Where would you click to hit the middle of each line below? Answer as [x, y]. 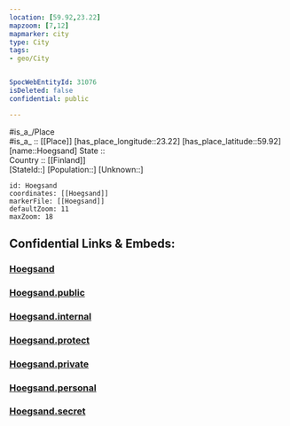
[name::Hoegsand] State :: [57, 151]
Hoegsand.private [49, 364]
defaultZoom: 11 [39, 209]
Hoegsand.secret [47, 411]
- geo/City [29, 58]
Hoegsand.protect [50, 340]
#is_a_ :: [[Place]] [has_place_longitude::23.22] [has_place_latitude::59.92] [145, 141]
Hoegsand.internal [51, 316]
